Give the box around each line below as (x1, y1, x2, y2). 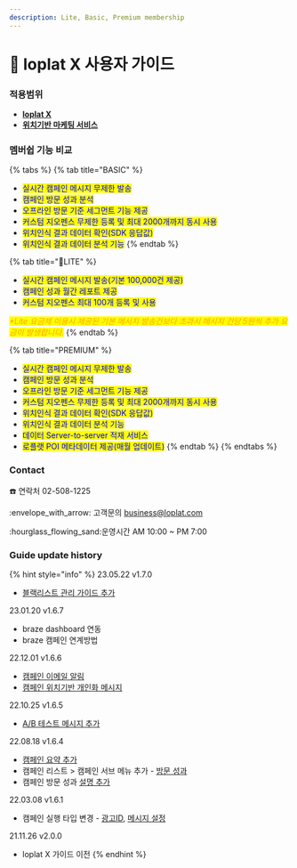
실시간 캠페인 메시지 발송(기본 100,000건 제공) (21, 275, 184, 286)
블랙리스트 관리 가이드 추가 (21, 588, 116, 597)
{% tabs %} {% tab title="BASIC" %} (9, 165, 144, 175)
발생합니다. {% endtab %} (25, 327, 118, 338)
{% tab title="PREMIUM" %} (9, 345, 113, 356)
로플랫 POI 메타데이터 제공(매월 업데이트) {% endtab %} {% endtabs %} (21, 442, 277, 452)
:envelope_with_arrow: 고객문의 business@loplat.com (9, 507, 203, 517)
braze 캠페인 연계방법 (21, 635, 99, 645)
